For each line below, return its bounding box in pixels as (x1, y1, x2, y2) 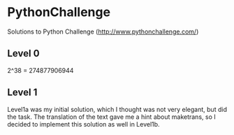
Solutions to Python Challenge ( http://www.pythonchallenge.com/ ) (7, 27, 199, 36)
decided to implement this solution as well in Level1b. (7, 120, 160, 128)
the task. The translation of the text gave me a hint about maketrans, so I (7, 113, 216, 121)
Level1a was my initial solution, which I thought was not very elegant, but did (7, 105, 227, 113)
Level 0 (7, 48, 40, 59)
